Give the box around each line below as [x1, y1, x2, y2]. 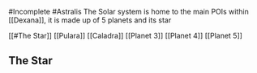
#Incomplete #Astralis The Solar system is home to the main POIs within [8, 7, 249, 16]
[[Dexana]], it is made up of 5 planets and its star [8, 15, 172, 25]
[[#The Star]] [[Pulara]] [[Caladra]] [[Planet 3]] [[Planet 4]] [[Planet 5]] [8, 31, 243, 40]
